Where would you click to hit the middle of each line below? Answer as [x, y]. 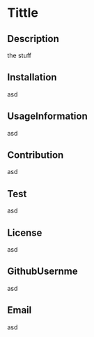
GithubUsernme [42, 272]
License [25, 232]
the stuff [19, 55]
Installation [32, 77]
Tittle [23, 13]
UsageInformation [48, 116]
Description [33, 39]
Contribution [36, 155]
